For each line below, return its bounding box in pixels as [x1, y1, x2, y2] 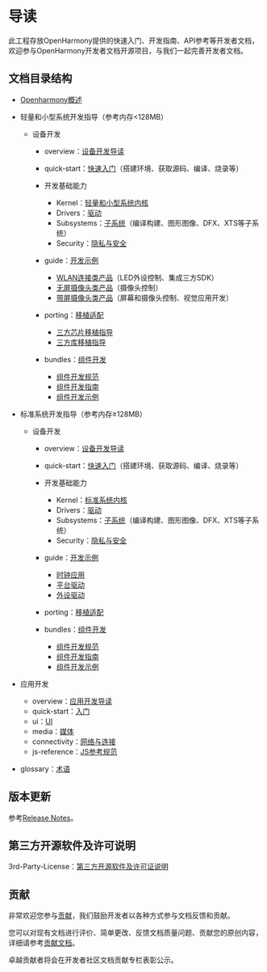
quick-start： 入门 [31, 706, 90, 716]
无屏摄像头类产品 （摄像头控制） [56, 282, 163, 292]
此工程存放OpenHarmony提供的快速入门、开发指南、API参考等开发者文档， [8, 36, 260, 45]
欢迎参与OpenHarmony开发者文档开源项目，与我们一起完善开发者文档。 [8, 45, 248, 55]
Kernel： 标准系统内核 [56, 495, 127, 505]
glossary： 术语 [19, 763, 71, 773]
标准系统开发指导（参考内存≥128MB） [19, 409, 147, 419]
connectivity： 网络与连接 [31, 737, 116, 746]
